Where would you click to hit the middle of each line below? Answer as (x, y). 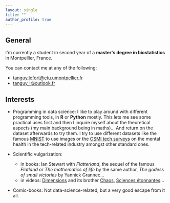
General (18, 40)
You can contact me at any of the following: (51, 68)
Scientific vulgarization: (38, 154)
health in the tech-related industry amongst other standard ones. (81, 144)
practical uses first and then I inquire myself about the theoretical (81, 122)
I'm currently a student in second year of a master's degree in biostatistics (85, 53)
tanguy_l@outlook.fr (34, 83)
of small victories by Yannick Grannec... (62, 175)
